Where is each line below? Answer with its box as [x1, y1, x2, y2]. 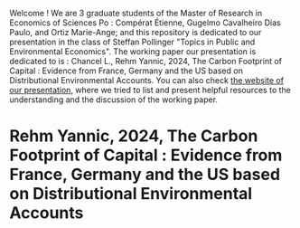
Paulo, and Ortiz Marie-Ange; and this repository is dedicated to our [9, 27, 262, 37]
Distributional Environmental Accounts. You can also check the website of [9, 75, 285, 85]
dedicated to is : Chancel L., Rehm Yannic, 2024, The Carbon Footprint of [9, 56, 283, 66]
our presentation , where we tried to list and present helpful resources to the [9, 85, 291, 95]
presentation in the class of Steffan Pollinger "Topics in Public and [9, 36, 256, 47]
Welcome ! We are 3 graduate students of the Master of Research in [9, 8, 263, 18]
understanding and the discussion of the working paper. [9, 94, 219, 105]
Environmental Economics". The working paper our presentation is [9, 46, 257, 57]
